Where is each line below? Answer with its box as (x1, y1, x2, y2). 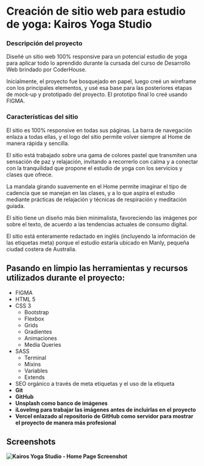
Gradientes (24, 328, 52, 335)
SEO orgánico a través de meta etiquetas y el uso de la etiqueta (15, 380, 175, 387)
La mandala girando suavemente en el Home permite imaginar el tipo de (6, 182, 187, 190)
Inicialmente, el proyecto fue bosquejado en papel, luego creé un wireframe (6, 78, 197, 85)
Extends (24, 373, 45, 380)
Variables (24, 367, 48, 374)
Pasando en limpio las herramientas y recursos (6, 263, 188, 273)
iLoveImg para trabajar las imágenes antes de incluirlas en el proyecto (15, 405, 196, 413)
